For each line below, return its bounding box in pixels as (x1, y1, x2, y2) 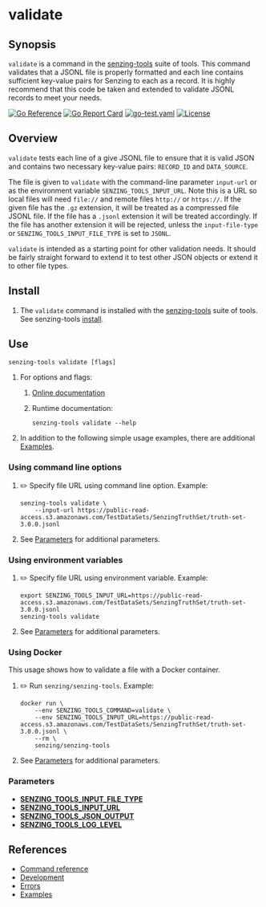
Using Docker (8, 646, 62, 657)
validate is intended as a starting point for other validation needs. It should (8, 243, 256, 254)
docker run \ (19, 700, 64, 708)
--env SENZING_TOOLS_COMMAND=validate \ (34, 706, 171, 715)
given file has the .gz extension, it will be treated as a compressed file (8, 202, 239, 212)
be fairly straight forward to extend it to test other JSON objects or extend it (8, 252, 258, 262)
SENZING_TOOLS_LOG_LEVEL (19, 820, 123, 829)
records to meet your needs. (8, 93, 103, 102)
